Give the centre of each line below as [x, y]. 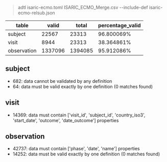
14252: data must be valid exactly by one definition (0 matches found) [86, 154]
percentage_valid [120, 25]
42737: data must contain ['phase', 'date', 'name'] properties [76, 149]
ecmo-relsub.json [36, 13]
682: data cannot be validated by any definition [62, 81]
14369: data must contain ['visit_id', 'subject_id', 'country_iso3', [79, 115]
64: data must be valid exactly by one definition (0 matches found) [83, 86]
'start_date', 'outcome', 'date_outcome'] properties [66, 120]
